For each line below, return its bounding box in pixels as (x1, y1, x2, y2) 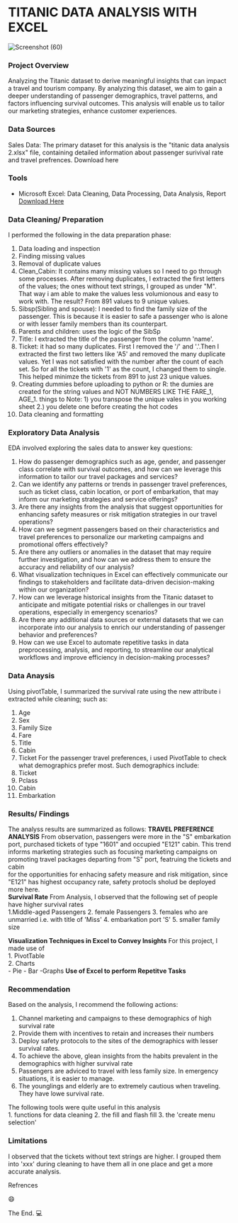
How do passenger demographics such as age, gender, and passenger (18, 458, 226, 466)
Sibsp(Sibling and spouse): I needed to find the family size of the (18, 305, 208, 313)
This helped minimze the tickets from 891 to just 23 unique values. (18, 373, 212, 381)
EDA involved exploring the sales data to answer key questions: (8, 444, 193, 452)
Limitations (8, 1136, 48, 1146)
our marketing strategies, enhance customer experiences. (8, 107, 178, 115)
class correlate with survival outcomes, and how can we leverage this (18, 465, 222, 473)
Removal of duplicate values (18, 259, 101, 268)
